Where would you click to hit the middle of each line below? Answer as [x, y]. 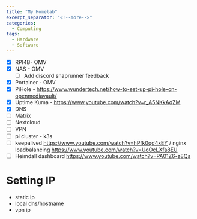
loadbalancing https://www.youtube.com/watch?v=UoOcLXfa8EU [96, 150]
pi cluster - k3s [34, 136]
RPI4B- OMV [31, 62]
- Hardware [25, 39]
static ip [25, 197]
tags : [13, 34]
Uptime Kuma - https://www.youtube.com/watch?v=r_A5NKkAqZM [98, 102]
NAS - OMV [29, 69]
